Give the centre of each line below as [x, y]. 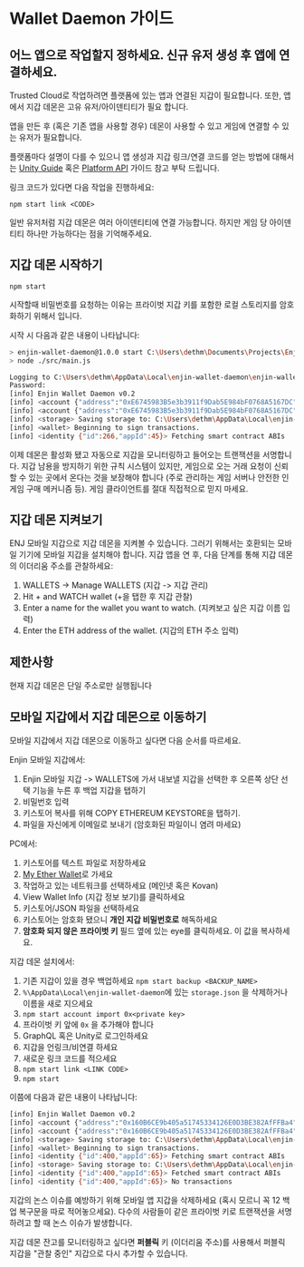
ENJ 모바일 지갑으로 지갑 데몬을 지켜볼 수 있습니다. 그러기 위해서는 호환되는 [142, 543]
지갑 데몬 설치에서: [42, 961]
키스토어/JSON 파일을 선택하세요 [81, 908]
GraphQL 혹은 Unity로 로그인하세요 [85, 1036]
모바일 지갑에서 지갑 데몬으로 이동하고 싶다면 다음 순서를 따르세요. [125, 741]
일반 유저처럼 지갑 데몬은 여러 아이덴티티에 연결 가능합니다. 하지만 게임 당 [138, 222]
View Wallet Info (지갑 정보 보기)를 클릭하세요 [104, 897]
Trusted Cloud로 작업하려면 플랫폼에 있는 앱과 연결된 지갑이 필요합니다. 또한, [146, 95]
